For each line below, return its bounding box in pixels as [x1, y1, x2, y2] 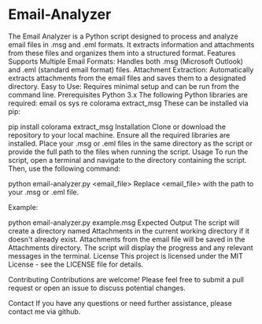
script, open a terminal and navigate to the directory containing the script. [8, 155, 247, 164]
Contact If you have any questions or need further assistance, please [8, 298, 232, 307]
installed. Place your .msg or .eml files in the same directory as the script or [8, 138, 253, 148]
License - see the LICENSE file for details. [8, 260, 144, 269]
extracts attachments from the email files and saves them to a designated [8, 73, 246, 83]
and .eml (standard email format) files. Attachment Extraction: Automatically [8, 64, 254, 74]
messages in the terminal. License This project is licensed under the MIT [8, 251, 244, 260]
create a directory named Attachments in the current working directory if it [8, 226, 250, 235]
